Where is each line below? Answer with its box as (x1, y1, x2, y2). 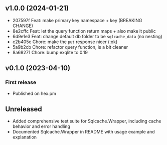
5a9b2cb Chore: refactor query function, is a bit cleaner (12, 44, 128, 50)
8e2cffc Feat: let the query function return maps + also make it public (12, 28, 156, 34)
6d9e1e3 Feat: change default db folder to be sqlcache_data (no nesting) (12, 33, 162, 39)
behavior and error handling (12, 123, 70, 129)
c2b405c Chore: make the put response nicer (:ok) (12, 39, 118, 45)
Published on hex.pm (12, 90, 56, 96)
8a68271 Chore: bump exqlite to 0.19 (12, 49, 88, 55)
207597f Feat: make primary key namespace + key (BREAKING (12, 17, 142, 23)
